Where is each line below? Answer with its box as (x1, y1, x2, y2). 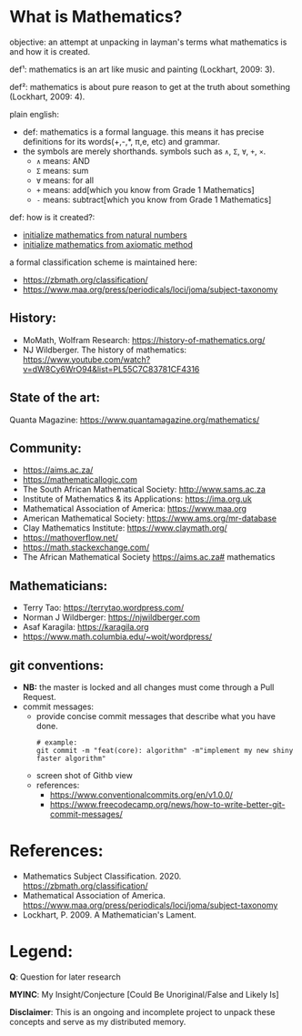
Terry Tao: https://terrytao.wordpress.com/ (22, 603, 185, 614)
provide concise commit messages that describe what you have (35, 711, 276, 721)
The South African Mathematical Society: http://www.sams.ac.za (22, 484, 267, 495)
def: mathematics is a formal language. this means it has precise (22, 126, 265, 137)
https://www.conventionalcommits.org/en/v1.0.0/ (49, 789, 234, 800)
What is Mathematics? (9, 6, 183, 27)
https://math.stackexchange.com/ (22, 542, 150, 553)
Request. (22, 692, 56, 702)
